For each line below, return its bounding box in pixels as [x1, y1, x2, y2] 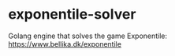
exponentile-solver [8, 5, 136, 23]
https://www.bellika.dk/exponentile [8, 39, 122, 48]
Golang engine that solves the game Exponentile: [8, 31, 168, 40]
